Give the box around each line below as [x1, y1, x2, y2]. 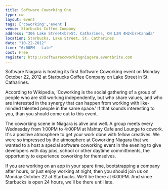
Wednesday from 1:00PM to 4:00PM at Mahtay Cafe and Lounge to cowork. [5, 126, 163, 132]
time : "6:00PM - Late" [5, 45, 53, 50]
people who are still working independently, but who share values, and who [5, 94, 163, 101]
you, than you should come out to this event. [5, 111, 98, 117]
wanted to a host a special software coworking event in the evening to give [5, 142, 161, 148]
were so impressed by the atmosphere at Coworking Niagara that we [5, 137, 149, 143]
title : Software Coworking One [5, 7, 71, 13]
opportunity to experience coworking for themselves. [5, 153, 116, 159]
